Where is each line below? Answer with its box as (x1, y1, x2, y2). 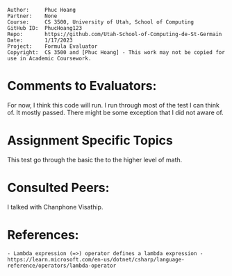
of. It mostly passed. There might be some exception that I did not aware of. (7, 108, 224, 117)
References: (7, 227, 79, 243)
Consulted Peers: (7, 180, 110, 196)
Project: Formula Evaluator (7, 43, 98, 50)
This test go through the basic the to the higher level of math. (7, 155, 183, 164)
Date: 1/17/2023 (7, 37, 73, 44)
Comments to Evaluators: (7, 78, 157, 94)
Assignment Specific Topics (7, 132, 174, 148)
